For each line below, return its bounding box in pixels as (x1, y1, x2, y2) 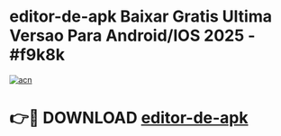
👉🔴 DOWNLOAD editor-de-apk (9, 108, 249, 128)
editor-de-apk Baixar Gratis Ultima (9, 6, 273, 27)
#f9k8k (9, 45, 66, 65)
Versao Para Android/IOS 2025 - (9, 25, 256, 46)
